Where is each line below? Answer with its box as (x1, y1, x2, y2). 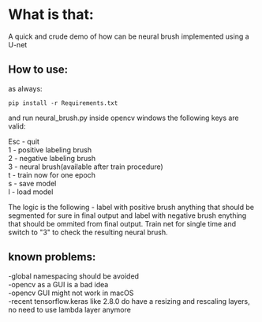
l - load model (8, 187, 54, 197)
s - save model (8, 178, 57, 188)
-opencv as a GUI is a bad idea (8, 279, 109, 289)
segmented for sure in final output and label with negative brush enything (8, 211, 247, 220)
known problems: (8, 250, 96, 264)
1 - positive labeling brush (8, 144, 92, 155)
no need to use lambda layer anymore (8, 305, 132, 314)
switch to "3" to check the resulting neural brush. (8, 227, 168, 237)
